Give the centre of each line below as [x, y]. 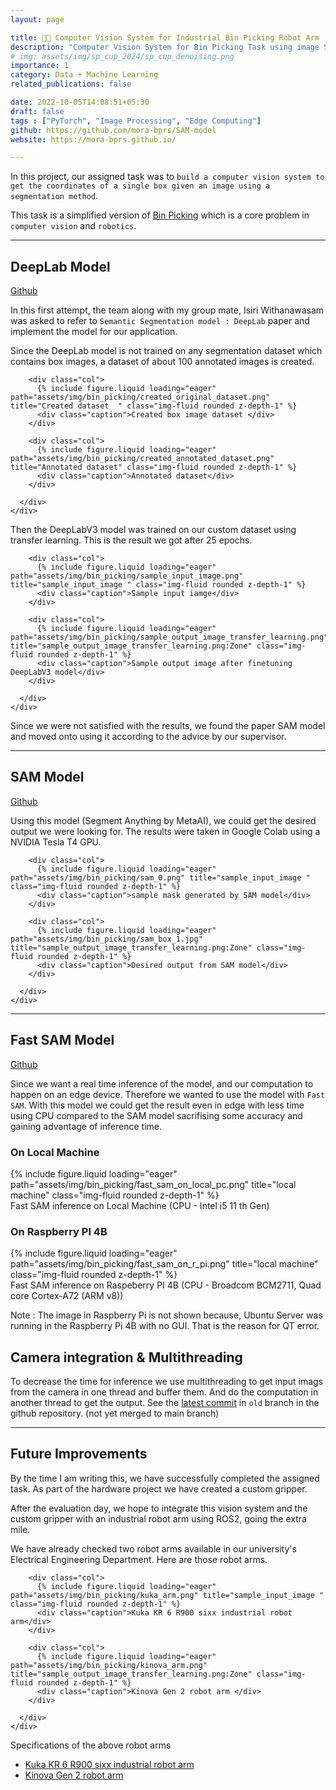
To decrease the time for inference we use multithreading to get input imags [167, 1382]
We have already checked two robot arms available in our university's [153, 1548]
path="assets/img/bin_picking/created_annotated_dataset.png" [142, 459]
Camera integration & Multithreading [126, 1357]
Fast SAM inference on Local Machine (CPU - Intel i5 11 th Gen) [140, 1205]
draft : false [37, 111]
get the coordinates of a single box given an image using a [140, 186]
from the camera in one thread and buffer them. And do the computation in [164, 1392]
